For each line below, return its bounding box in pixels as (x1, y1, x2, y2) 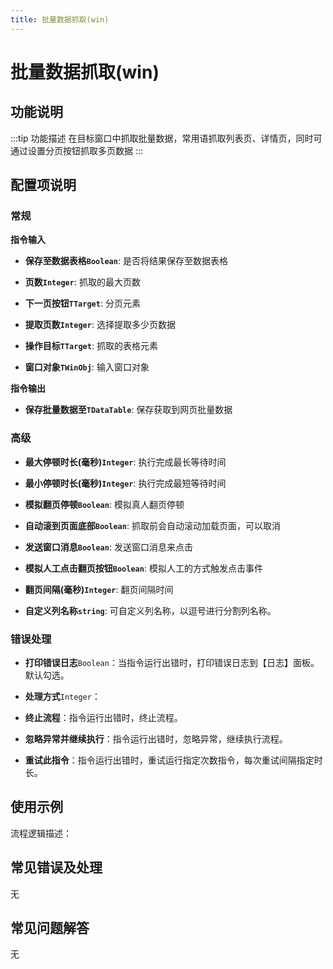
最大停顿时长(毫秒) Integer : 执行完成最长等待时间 (24, 456, 227, 468)
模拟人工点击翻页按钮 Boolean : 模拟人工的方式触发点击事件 (24, 562, 263, 574)
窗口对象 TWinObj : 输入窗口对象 (24, 361, 150, 373)
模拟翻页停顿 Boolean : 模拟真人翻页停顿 (24, 498, 185, 510)
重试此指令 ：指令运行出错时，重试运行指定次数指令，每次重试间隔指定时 (24, 754, 323, 766)
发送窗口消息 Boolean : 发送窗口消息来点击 (24, 541, 193, 553)
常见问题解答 (10, 919, 90, 936)
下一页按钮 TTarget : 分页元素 (24, 297, 141, 310)
